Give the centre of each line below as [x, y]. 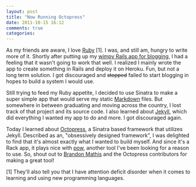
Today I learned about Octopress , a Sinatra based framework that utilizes [94, 129]
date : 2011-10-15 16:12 [35, 22]
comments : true [25, 28]
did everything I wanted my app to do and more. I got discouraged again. [94, 118]
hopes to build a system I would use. [50, 81]
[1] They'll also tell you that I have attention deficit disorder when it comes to [98, 172]
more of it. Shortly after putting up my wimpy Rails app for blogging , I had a [97, 56]
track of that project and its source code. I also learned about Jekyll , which [97, 112]
